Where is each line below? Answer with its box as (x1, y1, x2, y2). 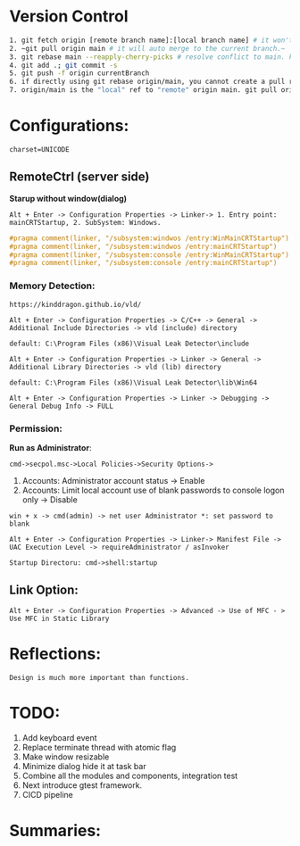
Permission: (9, 422, 62, 435)
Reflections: (9, 643, 102, 664)
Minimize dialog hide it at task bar (21, 760, 146, 771)
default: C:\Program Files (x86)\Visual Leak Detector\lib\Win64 (9, 377, 257, 387)
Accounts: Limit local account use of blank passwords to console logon (21, 485, 285, 495)
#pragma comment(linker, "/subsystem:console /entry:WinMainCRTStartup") (9, 250, 290, 260)
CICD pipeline (21, 789, 73, 800)
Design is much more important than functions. (9, 673, 190, 682)
